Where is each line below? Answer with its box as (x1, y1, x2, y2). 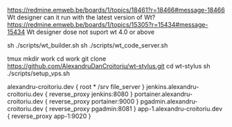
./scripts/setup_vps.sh (7, 69, 71, 77)
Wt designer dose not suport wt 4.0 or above (26, 28, 154, 36)
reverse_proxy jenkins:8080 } (48, 90, 133, 98)
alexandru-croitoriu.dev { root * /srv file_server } (7, 83, 145, 90)
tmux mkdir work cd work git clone (7, 55, 107, 63)
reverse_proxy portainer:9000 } (48, 97, 139, 106)
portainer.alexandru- (134, 90, 193, 98)
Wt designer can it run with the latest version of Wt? (7, 13, 156, 21)
